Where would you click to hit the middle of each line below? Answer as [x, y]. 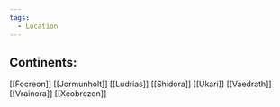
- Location [38, 26]
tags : [19, 18]
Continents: [43, 62]
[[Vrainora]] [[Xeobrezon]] [58, 94]
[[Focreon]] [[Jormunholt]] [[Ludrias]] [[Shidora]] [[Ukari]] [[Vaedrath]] [140, 84]
